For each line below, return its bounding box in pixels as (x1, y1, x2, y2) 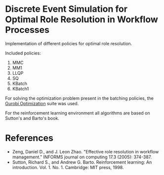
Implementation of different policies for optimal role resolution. (5, 40, 132, 46)
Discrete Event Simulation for (5, 3, 127, 15)
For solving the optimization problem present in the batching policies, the (5, 95, 154, 101)
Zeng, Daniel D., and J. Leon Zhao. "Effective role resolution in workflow (12, 148, 159, 154)
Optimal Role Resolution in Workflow (5, 14, 158, 25)
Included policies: (5, 50, 41, 56)
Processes (5, 25, 49, 35)
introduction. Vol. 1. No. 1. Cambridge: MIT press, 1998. (12, 164, 124, 170)
